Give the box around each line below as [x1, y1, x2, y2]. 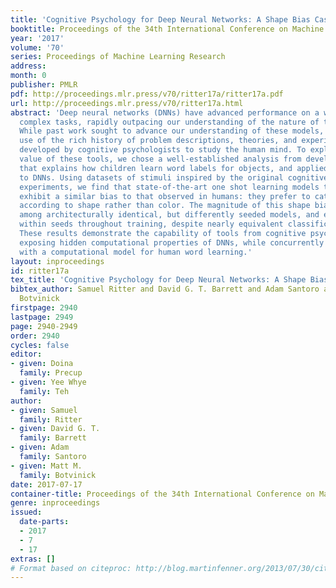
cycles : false [10, 340, 70, 350]
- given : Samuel [10, 405, 78, 415]
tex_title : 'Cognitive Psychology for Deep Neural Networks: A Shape [10, 275, 307, 285]
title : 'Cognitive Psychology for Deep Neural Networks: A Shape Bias [10, 14, 311, 25]
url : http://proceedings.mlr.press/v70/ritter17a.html [10, 98, 244, 108]
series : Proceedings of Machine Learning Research [10, 52, 226, 62]
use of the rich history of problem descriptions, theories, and [19, 136, 298, 146]
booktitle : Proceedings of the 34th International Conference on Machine [10, 24, 325, 34]
